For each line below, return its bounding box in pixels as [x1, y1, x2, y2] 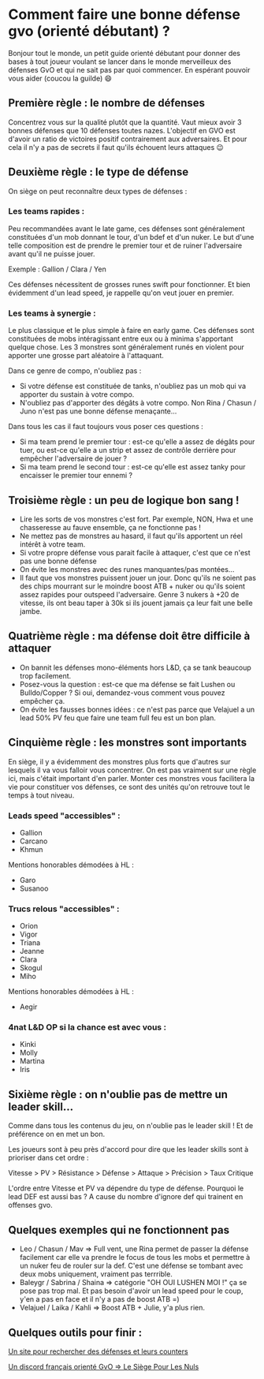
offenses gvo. [8, 1201, 53, 1210]
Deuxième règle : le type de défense [8, 166, 189, 179]
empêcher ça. [19, 696, 65, 705]
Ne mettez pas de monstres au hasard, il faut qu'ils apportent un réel [19, 531, 243, 540]
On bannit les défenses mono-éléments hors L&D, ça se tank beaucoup [19, 663, 252, 672]
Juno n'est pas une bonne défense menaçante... [19, 406, 177, 416]
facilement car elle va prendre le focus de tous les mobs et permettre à [19, 1253, 251, 1262]
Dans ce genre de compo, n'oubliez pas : [8, 366, 142, 376]
